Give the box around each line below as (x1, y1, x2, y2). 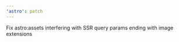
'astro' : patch (6, 8, 43, 14)
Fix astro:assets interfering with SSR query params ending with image (6, 24, 174, 31)
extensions (6, 30, 33, 37)
